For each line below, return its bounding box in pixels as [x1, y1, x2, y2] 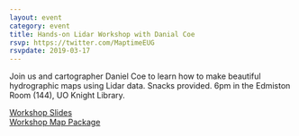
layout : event [9, 13, 63, 22]
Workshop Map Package [9, 117, 101, 128]
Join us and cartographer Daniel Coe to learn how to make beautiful [9, 71, 261, 81]
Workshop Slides [9, 107, 73, 118]
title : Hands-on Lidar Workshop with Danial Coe [9, 30, 195, 38]
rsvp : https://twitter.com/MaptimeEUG [9, 38, 155, 47]
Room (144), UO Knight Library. [9, 90, 126, 101]
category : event [9, 21, 70, 30]
